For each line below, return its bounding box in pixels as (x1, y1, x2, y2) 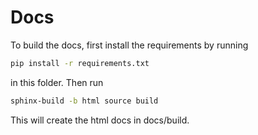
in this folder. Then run (10, 76, 104, 88)
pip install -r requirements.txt (10, 58, 150, 68)
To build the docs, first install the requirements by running (10, 39, 249, 51)
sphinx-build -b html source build (10, 96, 159, 106)
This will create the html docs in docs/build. (10, 114, 190, 126)
